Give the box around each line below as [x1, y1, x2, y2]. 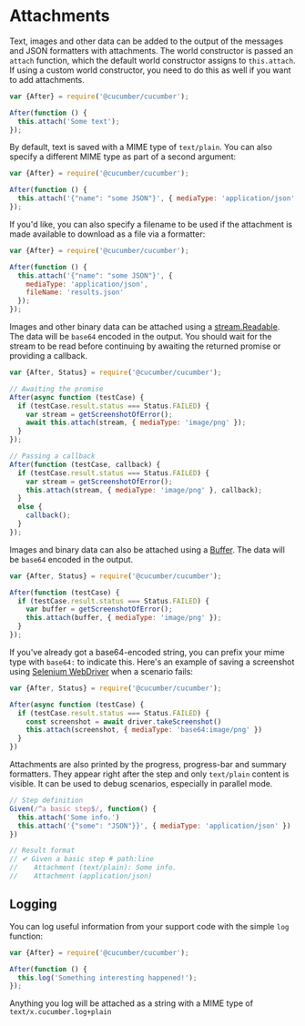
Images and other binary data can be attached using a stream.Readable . [9, 321, 280, 332]
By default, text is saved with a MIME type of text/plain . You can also [9, 142, 273, 153]
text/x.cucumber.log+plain [9, 1008, 112, 1017]
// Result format [9, 846, 76, 856]
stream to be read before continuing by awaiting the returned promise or [9, 340, 281, 351]
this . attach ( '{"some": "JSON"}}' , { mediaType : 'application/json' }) [17, 821, 291, 830]
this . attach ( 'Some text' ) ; [17, 117, 120, 126]
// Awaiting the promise [9, 384, 104, 393]
